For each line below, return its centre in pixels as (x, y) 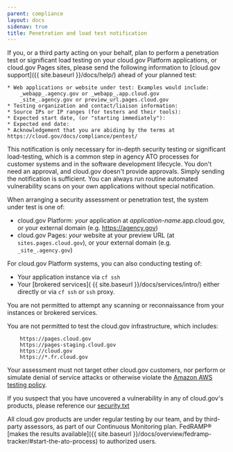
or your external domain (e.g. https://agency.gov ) (87, 228)
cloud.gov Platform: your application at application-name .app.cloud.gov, (121, 220)
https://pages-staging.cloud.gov (68, 345)
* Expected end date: (38, 124)
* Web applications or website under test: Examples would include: (108, 88)
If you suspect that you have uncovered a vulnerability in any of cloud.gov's (115, 398)
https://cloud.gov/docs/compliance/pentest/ (72, 136)
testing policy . (27, 385)
